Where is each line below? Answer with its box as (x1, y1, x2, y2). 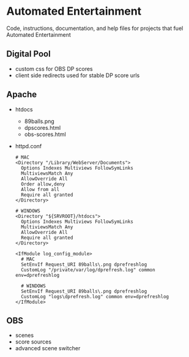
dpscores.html (24, 124, 61, 131)
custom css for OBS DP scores (15, 65, 93, 72)
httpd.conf (15, 142, 42, 149)
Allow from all (21, 186, 60, 192)
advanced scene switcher (15, 345, 81, 352)
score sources (15, 338, 52, 345)
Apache (6, 89, 37, 100)
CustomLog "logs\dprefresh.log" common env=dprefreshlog (21, 293, 169, 299)
